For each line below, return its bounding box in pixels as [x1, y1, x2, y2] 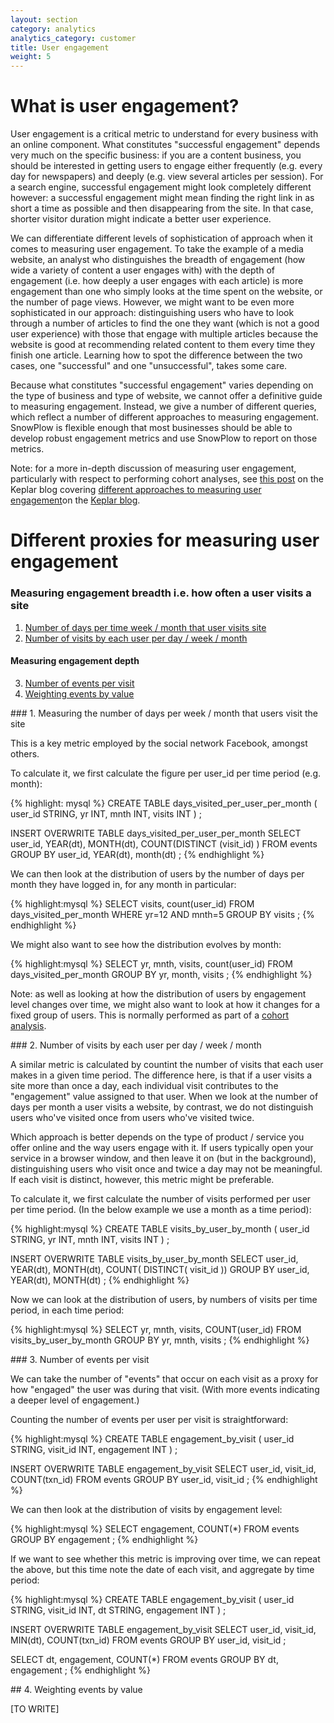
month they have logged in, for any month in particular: [10, 878, 237, 890]
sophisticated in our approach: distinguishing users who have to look [10, 307, 295, 319]
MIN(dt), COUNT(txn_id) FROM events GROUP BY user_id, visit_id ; [10, 1634, 287, 1646]
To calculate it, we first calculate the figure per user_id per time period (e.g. [10, 767, 321, 779]
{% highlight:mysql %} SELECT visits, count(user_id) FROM [10, 897, 255, 910]
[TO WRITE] [10, 1702, 60, 1715]
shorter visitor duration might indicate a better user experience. [10, 213, 272, 225]
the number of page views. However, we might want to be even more [10, 296, 295, 308]
